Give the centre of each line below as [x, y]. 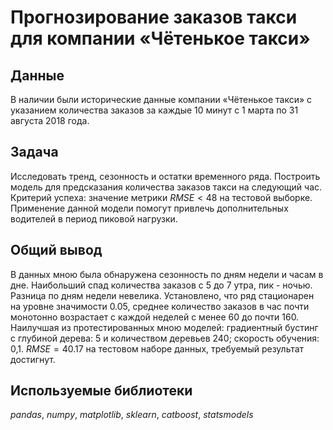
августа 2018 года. [50, 120]
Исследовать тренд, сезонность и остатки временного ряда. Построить [165, 176]
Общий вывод [56, 250]
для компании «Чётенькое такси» [160, 38]
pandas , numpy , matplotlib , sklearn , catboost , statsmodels [132, 415]
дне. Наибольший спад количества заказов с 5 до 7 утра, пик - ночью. [161, 285]
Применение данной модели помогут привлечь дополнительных [149, 208]
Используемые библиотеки [101, 391]
